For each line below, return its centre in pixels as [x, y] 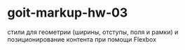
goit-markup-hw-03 [68, 13]
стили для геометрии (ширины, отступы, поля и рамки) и [93, 32]
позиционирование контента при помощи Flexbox [82, 39]
